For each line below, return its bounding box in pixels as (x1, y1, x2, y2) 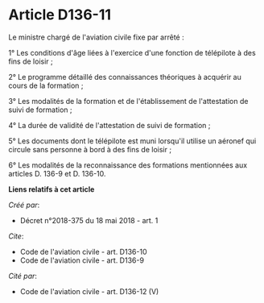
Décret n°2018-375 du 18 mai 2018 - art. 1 (19, 215, 159, 225)
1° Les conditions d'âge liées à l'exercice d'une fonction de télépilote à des (8, 48, 256, 57)
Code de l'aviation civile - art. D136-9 (19, 255, 145, 265)
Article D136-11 (8, 6, 111, 24)
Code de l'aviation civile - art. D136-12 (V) (19, 286, 159, 296)
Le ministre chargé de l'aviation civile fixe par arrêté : (8, 32, 184, 42)
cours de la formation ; (8, 81, 84, 90)
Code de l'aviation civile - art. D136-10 (19, 247, 147, 256)
